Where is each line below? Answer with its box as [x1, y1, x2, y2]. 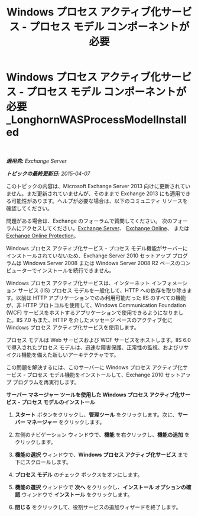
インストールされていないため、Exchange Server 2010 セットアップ [6, 252, 171, 259]
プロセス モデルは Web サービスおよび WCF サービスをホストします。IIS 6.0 [6, 336, 191, 343]
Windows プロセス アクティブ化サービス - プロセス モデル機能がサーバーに [6, 244, 188, 251]
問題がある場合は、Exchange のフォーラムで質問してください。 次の [6, 217, 173, 224]
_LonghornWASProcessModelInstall [6, 113, 187, 127]
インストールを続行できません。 [37, 267, 115, 274]
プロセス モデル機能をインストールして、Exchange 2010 [27, 371, 164, 378]
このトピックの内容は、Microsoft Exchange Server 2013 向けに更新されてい [6, 182, 191, 189]
